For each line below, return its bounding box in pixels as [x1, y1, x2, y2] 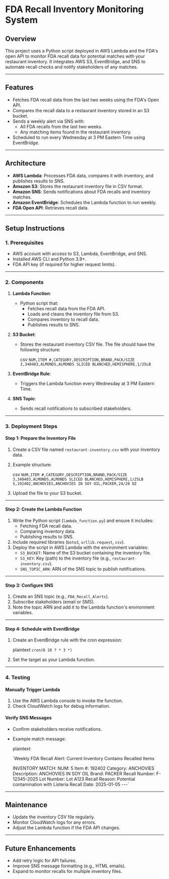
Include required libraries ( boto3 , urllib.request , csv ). [12, 539, 125, 545]
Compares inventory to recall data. [27, 316, 100, 322]
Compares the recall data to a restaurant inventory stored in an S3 [12, 107, 150, 113]
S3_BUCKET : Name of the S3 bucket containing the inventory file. [20, 549, 151, 556]
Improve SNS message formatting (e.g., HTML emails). [12, 863, 126, 869]
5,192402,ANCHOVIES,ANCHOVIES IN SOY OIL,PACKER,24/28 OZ [12, 481, 137, 486]
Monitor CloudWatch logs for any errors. [12, 819, 97, 825]
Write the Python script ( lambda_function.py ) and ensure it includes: [12, 517, 154, 524]
